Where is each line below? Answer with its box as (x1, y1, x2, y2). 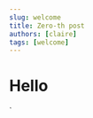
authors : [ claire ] (9, 29, 77, 38)
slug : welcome (9, 12, 62, 22)
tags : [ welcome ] (9, 37, 69, 47)
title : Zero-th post (9, 21, 86, 30)
